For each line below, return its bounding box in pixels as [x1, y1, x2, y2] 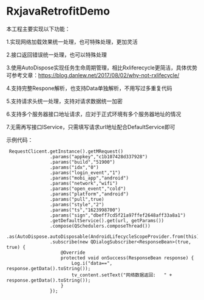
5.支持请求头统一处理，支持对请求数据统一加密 [6, 97, 123, 105]
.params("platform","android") [49, 190, 129, 197]
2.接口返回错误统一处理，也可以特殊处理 [6, 51, 107, 58]
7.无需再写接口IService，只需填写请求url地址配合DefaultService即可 [6, 123, 175, 130]
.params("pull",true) [49, 196, 104, 202]
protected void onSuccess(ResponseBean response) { [60, 254, 194, 261]
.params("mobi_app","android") [49, 175, 129, 181]
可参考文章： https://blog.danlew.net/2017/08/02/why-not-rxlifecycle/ [6, 71, 180, 78]
